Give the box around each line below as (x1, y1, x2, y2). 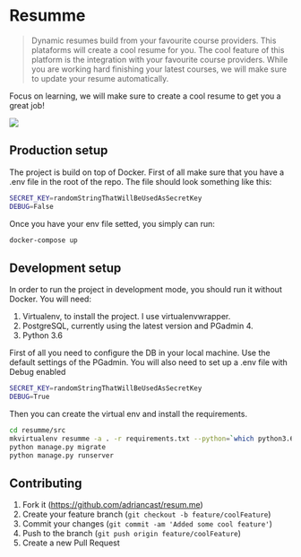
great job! (9, 100, 45, 110)
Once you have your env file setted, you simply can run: (9, 218, 215, 229)
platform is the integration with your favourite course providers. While (30, 54, 288, 65)
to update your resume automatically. (30, 73, 169, 83)
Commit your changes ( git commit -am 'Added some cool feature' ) (21, 518, 273, 529)
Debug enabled (9, 367, 66, 378)
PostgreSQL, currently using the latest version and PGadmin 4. (21, 320, 254, 332)
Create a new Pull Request (21, 537, 121, 548)
